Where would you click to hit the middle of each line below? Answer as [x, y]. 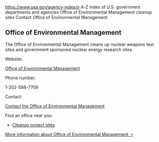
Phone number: [20, 78]
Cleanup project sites [33, 125]
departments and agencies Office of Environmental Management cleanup [79, 12]
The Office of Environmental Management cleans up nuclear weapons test [79, 44]
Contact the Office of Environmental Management [55, 106]
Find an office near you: [29, 115]
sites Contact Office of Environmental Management [56, 17]
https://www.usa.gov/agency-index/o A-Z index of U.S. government [73, 7]
